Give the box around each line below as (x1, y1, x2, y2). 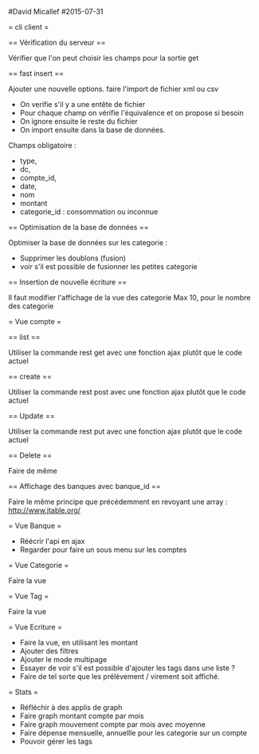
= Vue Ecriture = (8, 622, 62, 632)
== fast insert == (8, 69, 64, 78)
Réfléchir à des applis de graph (19, 703, 123, 712)
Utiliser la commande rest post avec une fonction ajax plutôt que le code (8, 387, 246, 396)
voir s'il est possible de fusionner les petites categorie (19, 262, 198, 271)
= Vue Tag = (8, 591, 49, 601)
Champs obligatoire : (8, 141, 77, 150)
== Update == (8, 411, 55, 420)
